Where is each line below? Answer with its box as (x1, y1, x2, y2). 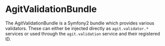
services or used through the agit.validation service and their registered (5, 30, 160, 36)
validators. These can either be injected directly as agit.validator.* (5, 25, 149, 31)
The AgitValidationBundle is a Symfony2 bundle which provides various (5, 20, 155, 26)
